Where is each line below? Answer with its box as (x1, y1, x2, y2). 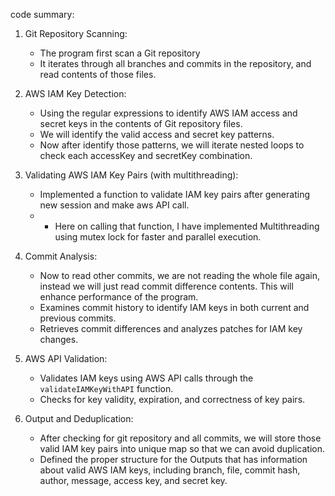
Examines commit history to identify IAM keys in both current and (39, 302, 310, 313)
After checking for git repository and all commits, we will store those (39, 432, 322, 444)
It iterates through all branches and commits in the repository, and (39, 58, 312, 69)
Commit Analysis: (24, 250, 98, 262)
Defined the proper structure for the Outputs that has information (39, 454, 308, 465)
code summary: (10, 9, 75, 20)
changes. (39, 334, 79, 345)
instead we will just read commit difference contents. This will (39, 280, 294, 292)
